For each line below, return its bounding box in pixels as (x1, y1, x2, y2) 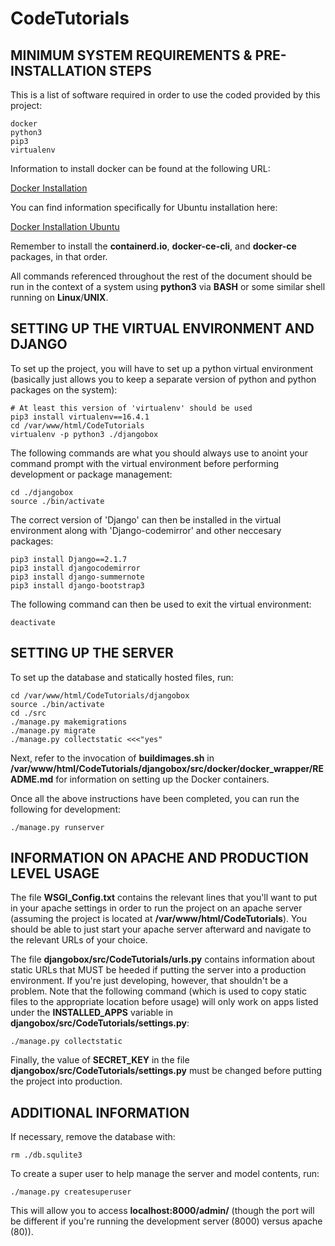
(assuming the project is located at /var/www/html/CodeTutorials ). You (10, 913, 308, 925)
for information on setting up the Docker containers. (55, 773, 270, 785)
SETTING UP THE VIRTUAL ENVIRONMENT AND (10, 320, 315, 337)
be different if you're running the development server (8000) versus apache (10, 1215, 323, 1227)
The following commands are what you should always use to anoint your (10, 447, 309, 459)
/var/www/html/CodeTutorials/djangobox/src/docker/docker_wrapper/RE (10, 762, 324, 774)
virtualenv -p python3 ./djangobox (10, 429, 159, 439)
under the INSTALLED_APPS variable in (10, 1007, 173, 1019)
